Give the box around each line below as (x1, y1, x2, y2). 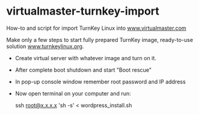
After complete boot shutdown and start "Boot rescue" (15, 66, 152, 74)
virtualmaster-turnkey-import (6, 4, 160, 18)
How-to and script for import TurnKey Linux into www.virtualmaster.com (6, 24, 187, 32)
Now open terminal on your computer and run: (15, 89, 132, 97)
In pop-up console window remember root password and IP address (15, 78, 186, 85)
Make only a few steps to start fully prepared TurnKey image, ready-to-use (6, 36, 194, 43)
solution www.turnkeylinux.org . (6, 43, 84, 50)
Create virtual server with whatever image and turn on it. (15, 54, 157, 61)
